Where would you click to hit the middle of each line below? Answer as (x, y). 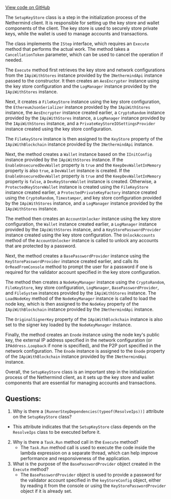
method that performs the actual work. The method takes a (67, 49)
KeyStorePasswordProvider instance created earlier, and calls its (72, 261)
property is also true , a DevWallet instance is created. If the (68, 171)
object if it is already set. (46, 491)
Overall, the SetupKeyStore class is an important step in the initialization (80, 372)
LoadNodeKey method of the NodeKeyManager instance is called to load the (81, 298)
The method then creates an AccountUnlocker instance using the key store (83, 218)
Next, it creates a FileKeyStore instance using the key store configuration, (83, 102)
